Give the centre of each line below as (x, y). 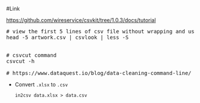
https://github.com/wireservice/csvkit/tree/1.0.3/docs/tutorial (81, 20)
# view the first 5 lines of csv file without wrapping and (96, 31)
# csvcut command (31, 55)
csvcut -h (20, 61)
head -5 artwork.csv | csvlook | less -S (68, 37)
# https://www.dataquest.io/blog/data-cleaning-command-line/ (99, 73)
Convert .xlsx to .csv (41, 85)
